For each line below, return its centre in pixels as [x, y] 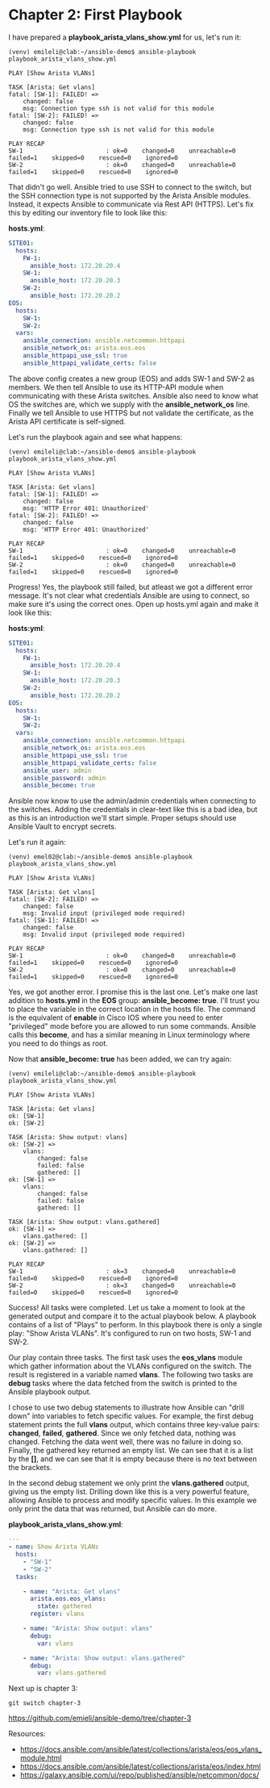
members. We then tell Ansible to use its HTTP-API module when [116, 387]
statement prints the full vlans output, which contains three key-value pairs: [134, 1425]
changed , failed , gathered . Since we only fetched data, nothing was [122, 1433]
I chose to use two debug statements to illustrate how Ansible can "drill [126, 1408]
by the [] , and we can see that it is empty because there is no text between [133, 1459]
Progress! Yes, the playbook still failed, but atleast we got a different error [131, 587]
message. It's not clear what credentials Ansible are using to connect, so [129, 595]
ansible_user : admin [57, 771]
